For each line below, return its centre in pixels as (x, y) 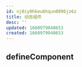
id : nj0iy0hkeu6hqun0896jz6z (41, 11)
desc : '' (17, 22)
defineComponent (40, 57)
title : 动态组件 (24, 17)
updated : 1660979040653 (35, 28)
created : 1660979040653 (35, 33)
